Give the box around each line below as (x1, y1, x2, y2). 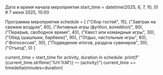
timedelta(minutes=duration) (5, 65, 63, 71)
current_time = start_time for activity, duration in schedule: (5, 54, 124, 60)
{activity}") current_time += (80, 60, 136, 65)
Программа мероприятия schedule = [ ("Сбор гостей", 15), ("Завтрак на (5, 19, 156, 25)
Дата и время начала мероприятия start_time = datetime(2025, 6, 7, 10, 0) (5, 4, 159, 10)
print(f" (125, 54, 139, 60)
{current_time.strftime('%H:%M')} (5, 60, 74, 65)
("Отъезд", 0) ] (5, 45, 35, 50)
